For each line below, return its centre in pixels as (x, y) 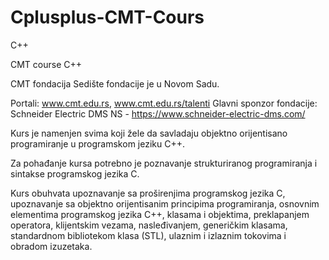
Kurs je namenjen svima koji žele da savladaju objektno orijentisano (149, 133)
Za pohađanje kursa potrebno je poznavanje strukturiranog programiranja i (164, 163)
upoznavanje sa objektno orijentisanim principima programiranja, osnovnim (165, 203)
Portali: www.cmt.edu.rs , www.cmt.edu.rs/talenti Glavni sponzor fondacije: (164, 103)
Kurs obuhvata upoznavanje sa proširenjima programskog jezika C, (148, 193)
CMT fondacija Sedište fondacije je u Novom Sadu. (115, 83)
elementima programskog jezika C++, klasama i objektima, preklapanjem (160, 214)
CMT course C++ (46, 64)
